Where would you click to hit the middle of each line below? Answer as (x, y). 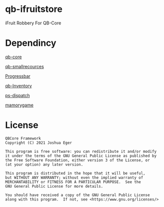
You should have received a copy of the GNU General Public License (78, 195)
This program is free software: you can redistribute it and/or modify (81, 151)
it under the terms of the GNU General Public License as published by (81, 156)
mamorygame (19, 105)
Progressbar (18, 76)
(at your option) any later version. (44, 164)
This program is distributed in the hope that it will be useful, (75, 173)
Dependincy (31, 43)
